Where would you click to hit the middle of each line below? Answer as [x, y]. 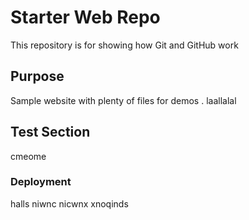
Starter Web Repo [85, 17]
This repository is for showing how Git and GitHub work [124, 45]
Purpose [37, 76]
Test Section [50, 132]
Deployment [41, 182]
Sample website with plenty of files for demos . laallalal [123, 100]
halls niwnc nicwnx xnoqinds [69, 203]
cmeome [28, 156]
